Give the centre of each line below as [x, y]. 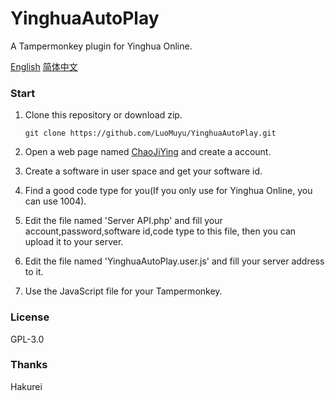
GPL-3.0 [27, 339]
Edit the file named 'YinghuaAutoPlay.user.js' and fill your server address [174, 261]
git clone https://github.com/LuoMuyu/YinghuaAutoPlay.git [150, 133]
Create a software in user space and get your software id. [143, 171]
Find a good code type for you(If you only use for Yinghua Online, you [168, 191]
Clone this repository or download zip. [103, 115]
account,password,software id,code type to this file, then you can [160, 231]
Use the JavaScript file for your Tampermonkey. [123, 291]
